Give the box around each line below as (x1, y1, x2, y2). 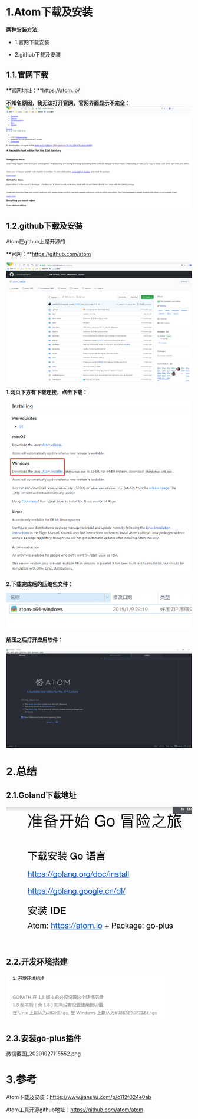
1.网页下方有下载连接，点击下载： (6, 389, 88, 396)
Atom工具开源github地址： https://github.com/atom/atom (6, 1106, 144, 1113)
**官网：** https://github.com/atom (6, 250, 91, 257)
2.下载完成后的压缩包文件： (6, 580, 74, 587)
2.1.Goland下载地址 (6, 790, 77, 800)
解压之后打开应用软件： (6, 636, 63, 643)
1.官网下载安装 (14, 38, 50, 45)
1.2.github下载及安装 (6, 221, 83, 231)
